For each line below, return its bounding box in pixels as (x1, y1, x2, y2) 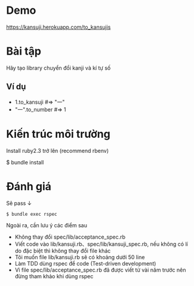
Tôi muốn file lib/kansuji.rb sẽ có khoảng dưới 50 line (14, 254, 145, 261)
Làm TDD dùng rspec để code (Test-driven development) (14, 260, 156, 267)
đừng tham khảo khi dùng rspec (14, 273, 94, 280)
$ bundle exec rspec (6, 211, 58, 217)
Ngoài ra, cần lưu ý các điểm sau (6, 222, 88, 229)
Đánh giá (6, 179, 52, 193)
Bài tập (6, 44, 42, 58)
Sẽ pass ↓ (6, 199, 32, 207)
